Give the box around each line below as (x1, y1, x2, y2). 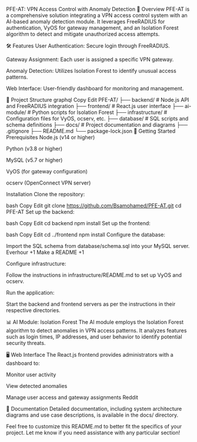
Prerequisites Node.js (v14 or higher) (6, 134, 95, 140)
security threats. (6, 340, 46, 346)
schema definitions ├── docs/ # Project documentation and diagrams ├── (6, 121, 188, 128)
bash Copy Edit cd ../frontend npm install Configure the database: (6, 231, 166, 238)
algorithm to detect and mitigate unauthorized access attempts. (6, 31, 160, 38)
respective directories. (6, 307, 61, 314)
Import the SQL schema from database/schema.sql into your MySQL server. (6, 243, 190, 249)
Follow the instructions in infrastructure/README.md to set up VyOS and (6, 272, 182, 279)
